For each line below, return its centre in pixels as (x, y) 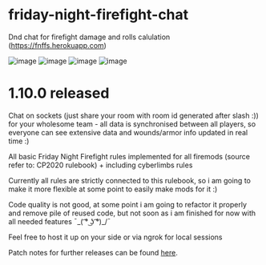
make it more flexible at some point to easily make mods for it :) (113, 189)
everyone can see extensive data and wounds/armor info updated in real (128, 132)
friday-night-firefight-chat (99, 15)
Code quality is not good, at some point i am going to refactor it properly (127, 204)
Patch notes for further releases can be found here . (93, 252)
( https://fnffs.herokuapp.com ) (57, 45)
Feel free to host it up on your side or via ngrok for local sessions (115, 237)
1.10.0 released (59, 93)
